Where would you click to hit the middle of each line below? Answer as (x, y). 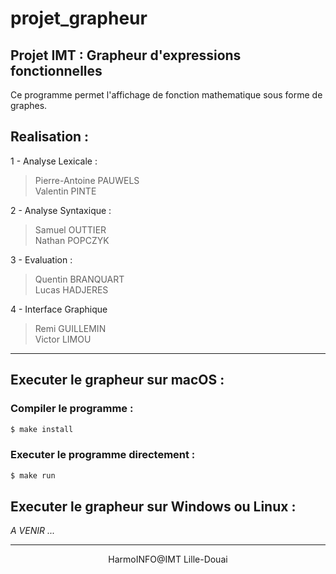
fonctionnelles (56, 70)
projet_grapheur (79, 18)
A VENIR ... (33, 531)
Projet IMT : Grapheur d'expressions (126, 55)
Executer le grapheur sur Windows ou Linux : (153, 506)
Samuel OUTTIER (70, 229)
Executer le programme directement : (103, 455)
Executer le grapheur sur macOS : (117, 380)
